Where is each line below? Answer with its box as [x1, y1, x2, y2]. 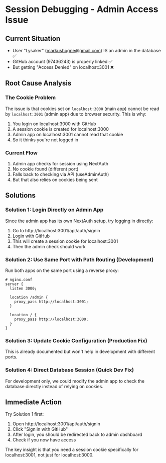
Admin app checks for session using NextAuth [12, 160, 109, 166]
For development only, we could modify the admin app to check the [5, 378, 144, 384]
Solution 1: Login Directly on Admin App [5, 206, 104, 213]
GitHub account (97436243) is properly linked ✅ [12, 59, 113, 64]
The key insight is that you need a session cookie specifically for [5, 446, 139, 453]
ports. [5, 354, 18, 360]
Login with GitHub [12, 233, 50, 239]
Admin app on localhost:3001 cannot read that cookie [12, 131, 123, 137]
